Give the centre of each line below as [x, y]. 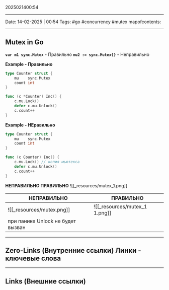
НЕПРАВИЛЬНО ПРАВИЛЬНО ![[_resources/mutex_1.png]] [66, 185]
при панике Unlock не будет [42, 221]
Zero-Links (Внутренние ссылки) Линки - [73, 250]
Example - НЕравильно [30, 125]
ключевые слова [33, 258]
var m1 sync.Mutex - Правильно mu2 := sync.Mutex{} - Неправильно [77, 54]
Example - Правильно [29, 64]
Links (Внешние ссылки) [46, 281]
